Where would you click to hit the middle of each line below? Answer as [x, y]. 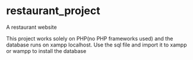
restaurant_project [53, 11]
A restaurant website [32, 27]
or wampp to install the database [46, 51]
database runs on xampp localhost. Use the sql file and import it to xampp [96, 45]
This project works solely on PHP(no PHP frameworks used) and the [90, 38]
